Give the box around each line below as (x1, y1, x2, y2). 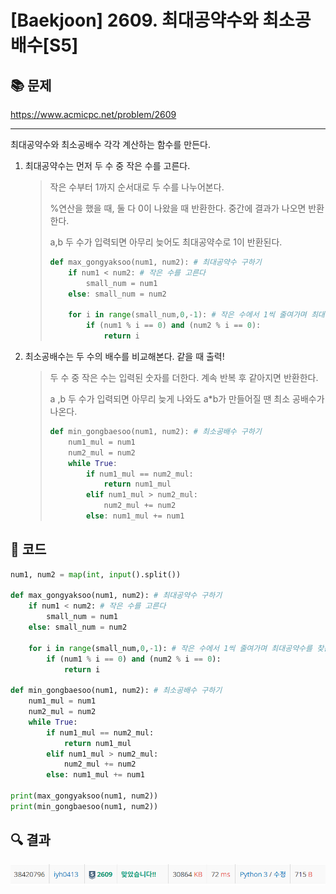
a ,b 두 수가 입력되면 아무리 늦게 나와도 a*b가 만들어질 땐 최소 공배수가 (49, 393, 325, 405)
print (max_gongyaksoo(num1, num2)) (10, 791, 159, 801)
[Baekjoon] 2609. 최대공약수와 (10, 9, 259, 32)
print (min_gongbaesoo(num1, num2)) (10, 801, 159, 811)
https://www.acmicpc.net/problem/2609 (10, 109, 177, 120)
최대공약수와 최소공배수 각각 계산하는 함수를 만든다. (10, 139, 211, 150)
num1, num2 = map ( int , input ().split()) (10, 569, 182, 580)
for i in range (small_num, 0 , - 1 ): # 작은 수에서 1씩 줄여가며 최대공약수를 (28, 643, 313, 653)
